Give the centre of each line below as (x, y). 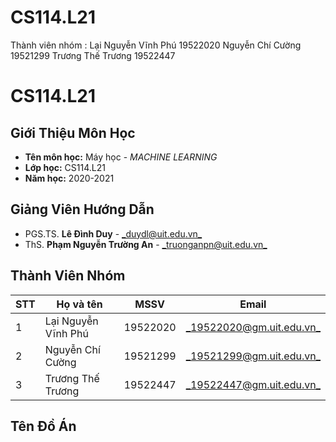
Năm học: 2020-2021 (69, 178)
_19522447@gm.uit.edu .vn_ (253, 384)
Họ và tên (79, 304)
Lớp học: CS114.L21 (65, 167)
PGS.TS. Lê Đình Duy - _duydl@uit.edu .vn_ (113, 233)
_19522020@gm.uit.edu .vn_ (253, 327)
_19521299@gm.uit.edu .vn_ (253, 356)
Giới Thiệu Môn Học (73, 132)
